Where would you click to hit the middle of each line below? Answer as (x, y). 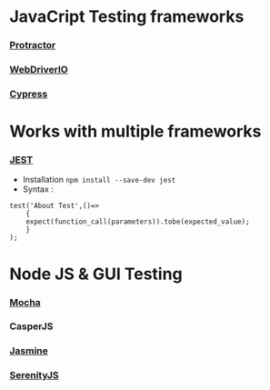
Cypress (29, 94)
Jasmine (29, 351)
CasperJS (31, 326)
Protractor (33, 45)
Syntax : (38, 189)
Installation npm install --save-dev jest (99, 180)
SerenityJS (34, 375)
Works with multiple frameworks (135, 131)
